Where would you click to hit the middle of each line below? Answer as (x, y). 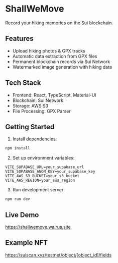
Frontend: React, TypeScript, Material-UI (54, 95)
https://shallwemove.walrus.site (38, 227)
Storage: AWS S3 (30, 106)
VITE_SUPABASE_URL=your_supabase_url (45, 167)
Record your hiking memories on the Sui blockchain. (59, 23)
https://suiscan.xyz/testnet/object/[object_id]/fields (58, 255)
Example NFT (27, 243)
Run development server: (39, 190)
